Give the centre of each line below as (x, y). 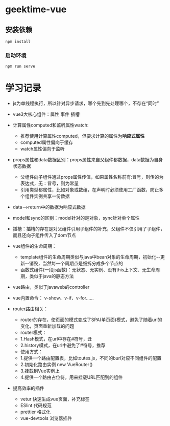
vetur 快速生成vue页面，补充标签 (55, 399)
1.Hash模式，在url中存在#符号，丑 (56, 339)
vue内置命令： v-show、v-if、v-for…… (53, 298)
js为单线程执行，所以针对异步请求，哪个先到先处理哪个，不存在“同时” (86, 103)
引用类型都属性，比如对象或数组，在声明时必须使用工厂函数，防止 (90, 190)
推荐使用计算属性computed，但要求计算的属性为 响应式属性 (82, 136)
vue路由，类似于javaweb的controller (51, 287)
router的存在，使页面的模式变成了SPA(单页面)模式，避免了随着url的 (91, 320)
